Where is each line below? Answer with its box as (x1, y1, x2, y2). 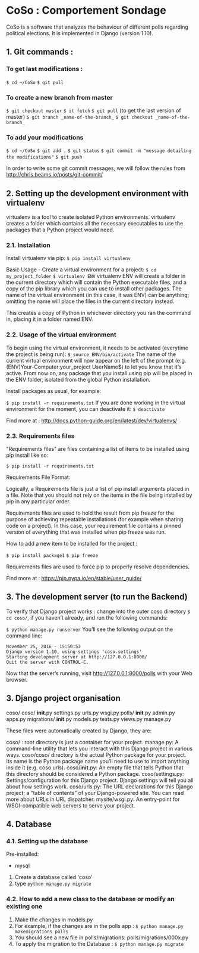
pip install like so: (6, 451, 49, 459)
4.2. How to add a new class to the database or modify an (6, 895, 175, 904)
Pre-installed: (6, 850, 39, 858)
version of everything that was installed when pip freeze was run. (6, 528, 166, 536)
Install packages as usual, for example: (6, 387, 102, 394)
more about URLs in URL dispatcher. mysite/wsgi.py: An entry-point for (6, 796, 180, 803)
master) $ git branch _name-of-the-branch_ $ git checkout (6, 113, 153, 120)
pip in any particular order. (6, 497, 71, 505)
